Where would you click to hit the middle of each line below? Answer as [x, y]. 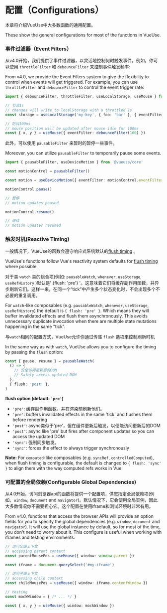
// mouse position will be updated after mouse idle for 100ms [72, 128]
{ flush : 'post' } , [30, 384]
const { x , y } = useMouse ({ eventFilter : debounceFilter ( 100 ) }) [75, 133]
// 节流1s [14, 106]
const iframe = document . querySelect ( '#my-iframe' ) [60, 565]
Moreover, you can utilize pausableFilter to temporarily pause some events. [83, 153]
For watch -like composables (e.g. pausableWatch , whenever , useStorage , [77, 305]
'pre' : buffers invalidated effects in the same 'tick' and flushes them [82, 414]
